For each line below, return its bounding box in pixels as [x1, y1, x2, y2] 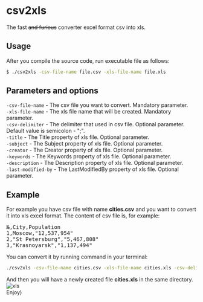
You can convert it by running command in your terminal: [6, 253, 148, 260]
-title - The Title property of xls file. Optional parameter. [6, 133, 150, 141]
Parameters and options [6, 86, 98, 96]
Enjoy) [6, 289, 22, 296]
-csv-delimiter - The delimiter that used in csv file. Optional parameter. [6, 121, 185, 128]
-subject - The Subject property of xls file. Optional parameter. [6, 140, 163, 147]
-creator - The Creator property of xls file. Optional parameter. [6, 146, 163, 154]
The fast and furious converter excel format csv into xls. [6, 24, 146, 31]
